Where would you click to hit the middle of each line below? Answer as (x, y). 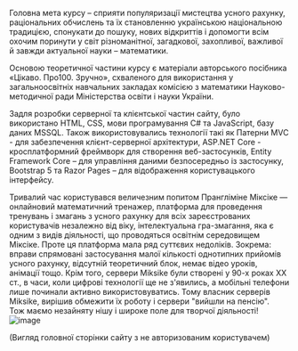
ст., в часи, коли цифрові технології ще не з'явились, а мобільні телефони (149, 282)
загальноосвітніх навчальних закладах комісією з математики (128, 87)
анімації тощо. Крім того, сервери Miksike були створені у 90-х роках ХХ (148, 273)
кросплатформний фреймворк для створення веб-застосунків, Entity (141, 151)
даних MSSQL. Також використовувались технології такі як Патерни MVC (149, 132)
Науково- (267, 87)
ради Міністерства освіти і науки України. (134, 96)
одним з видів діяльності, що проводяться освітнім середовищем (135, 235)
